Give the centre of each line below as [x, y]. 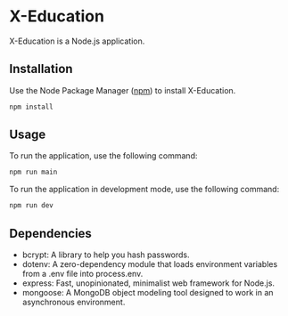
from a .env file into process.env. [82, 274]
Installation [41, 69]
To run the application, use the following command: [103, 156]
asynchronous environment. [74, 302]
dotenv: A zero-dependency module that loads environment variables [150, 264]
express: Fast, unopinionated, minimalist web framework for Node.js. [148, 283]
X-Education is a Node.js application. [77, 41]
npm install [31, 107]
